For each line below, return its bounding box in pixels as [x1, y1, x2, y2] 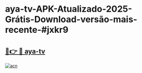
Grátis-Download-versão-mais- [5, 14, 138, 25]
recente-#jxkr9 [5, 24, 69, 35]
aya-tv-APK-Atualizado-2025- [5, 3, 133, 15]
